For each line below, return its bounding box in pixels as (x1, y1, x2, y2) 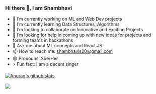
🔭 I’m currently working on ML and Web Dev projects (12, 16, 122, 22)
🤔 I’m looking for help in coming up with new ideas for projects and (12, 32, 151, 38)
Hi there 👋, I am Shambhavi (5, 5, 72, 12)
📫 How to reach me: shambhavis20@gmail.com (12, 48, 113, 54)
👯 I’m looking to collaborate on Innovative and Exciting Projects (12, 27, 143, 33)
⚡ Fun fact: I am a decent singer (12, 61, 79, 67)
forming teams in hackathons (12, 37, 73, 43)
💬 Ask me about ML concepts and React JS (12, 43, 103, 49)
